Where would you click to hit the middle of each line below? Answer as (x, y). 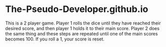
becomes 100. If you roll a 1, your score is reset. (55, 39)
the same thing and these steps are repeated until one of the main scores (81, 33)
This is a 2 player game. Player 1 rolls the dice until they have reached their (83, 23)
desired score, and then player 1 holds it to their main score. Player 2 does (82, 28)
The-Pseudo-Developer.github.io (77, 9)
